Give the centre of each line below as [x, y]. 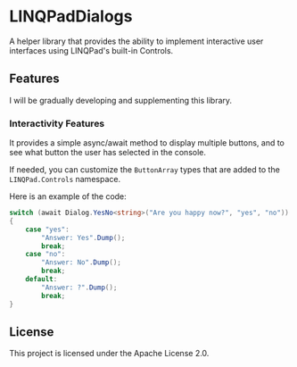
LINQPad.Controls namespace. [65, 179]
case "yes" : [47, 229]
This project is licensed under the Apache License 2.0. [109, 354]
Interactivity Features [57, 123]
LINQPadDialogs [71, 17]
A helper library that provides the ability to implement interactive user [136, 41]
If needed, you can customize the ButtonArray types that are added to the [145, 170]
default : [41, 279]
